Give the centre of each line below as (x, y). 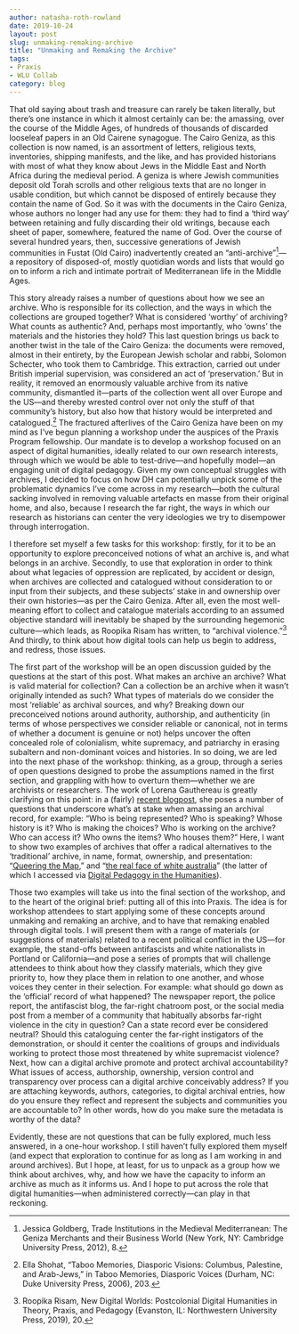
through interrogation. (49, 526)
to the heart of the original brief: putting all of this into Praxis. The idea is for (148, 901)
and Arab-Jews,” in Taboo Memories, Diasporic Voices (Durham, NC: (149, 1273)
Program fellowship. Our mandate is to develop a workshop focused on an (145, 441)
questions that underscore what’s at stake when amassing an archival (137, 809)
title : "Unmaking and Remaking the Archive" (93, 51)
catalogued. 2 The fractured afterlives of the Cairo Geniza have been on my (146, 422)
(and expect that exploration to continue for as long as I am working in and (145, 1155)
